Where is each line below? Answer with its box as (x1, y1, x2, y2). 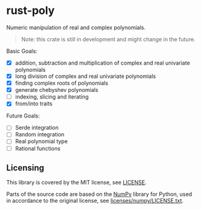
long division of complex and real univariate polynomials (15, 72, 156, 80)
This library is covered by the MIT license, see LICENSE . (6, 179, 147, 186)
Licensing (6, 163, 44, 173)
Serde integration (15, 124, 59, 131)
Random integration (15, 131, 65, 138)
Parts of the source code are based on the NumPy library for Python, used (6, 191, 192, 198)
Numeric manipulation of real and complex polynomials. (6, 24, 146, 31)
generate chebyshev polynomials (15, 86, 98, 94)
